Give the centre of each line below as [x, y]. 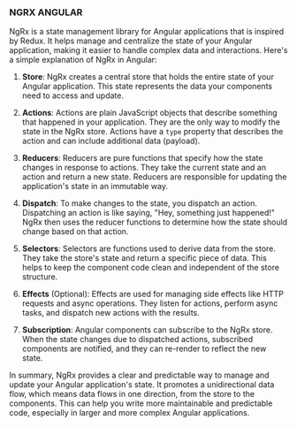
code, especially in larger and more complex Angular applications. [129, 413]
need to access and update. [72, 95]
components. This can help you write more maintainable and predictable [141, 403]
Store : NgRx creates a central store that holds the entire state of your [148, 77]
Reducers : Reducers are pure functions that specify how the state [142, 158]
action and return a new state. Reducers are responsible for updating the [154, 177]
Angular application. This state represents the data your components [147, 87]
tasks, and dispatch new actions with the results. [111, 313]
